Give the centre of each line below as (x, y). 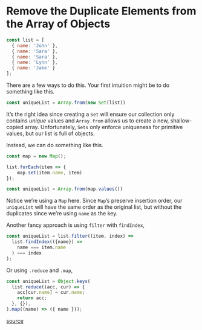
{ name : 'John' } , (35, 46)
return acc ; (32, 298)
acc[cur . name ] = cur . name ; (51, 293)
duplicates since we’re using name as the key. (62, 214)
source (15, 320)
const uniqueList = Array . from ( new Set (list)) (66, 103)
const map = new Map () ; (36, 156)
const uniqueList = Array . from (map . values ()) (64, 189)
